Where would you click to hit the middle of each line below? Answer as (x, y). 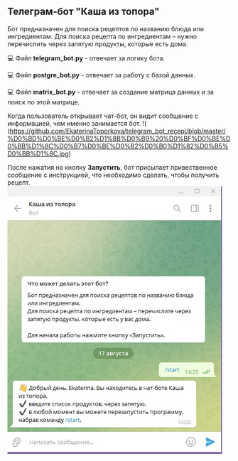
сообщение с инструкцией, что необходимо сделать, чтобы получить (113, 175)
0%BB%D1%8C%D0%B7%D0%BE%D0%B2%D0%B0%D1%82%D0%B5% (118, 146)
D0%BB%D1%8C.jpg (38, 153)
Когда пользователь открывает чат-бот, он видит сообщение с (103, 116)
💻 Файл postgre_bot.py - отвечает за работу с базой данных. (102, 75)
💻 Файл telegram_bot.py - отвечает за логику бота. (86, 58)
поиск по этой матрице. (44, 102)
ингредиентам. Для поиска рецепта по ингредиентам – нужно (102, 36)
